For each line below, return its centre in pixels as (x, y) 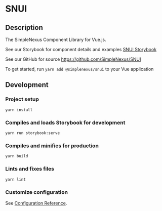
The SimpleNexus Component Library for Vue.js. (56, 39)
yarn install (19, 110)
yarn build (17, 156)
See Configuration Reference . (36, 203)
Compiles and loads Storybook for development (65, 122)
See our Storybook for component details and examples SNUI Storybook (81, 49)
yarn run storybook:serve (32, 133)
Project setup (22, 99)
